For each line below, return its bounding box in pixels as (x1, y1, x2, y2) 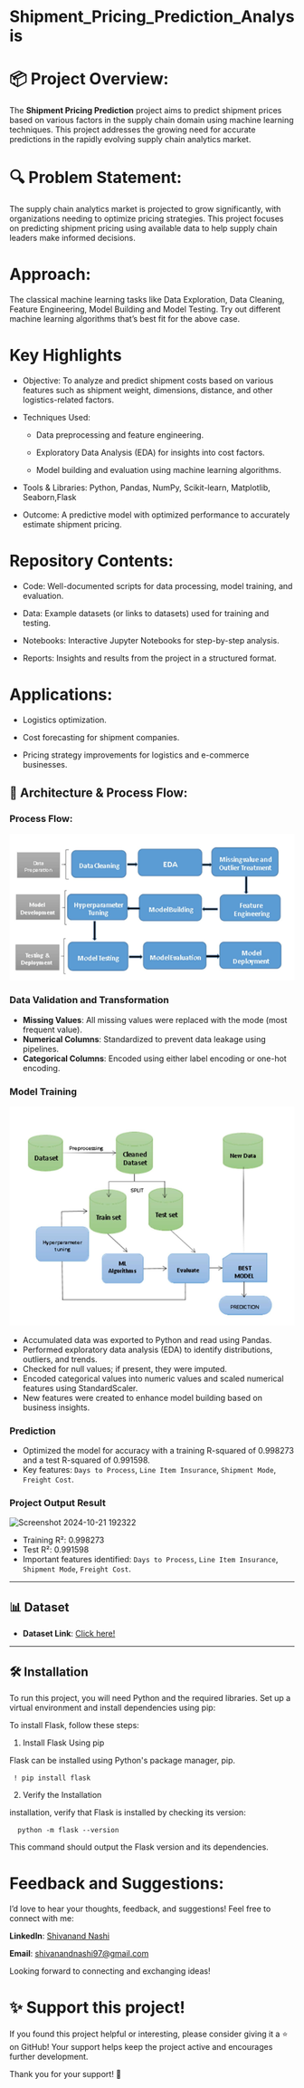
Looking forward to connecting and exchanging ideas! (9, 1966, 211, 1977)
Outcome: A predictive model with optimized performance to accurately (22, 509, 290, 520)
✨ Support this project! (9, 1997, 185, 2018)
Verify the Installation (22, 1790, 102, 1801)
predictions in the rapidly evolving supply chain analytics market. (9, 134, 252, 145)
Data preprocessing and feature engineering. (35, 429, 204, 440)
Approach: (9, 265, 91, 285)
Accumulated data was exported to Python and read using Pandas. (22, 1334, 272, 1345)
